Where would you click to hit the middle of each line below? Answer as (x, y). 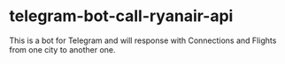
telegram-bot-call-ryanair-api (121, 16)
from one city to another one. (63, 49)
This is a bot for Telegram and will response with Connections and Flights (143, 40)
